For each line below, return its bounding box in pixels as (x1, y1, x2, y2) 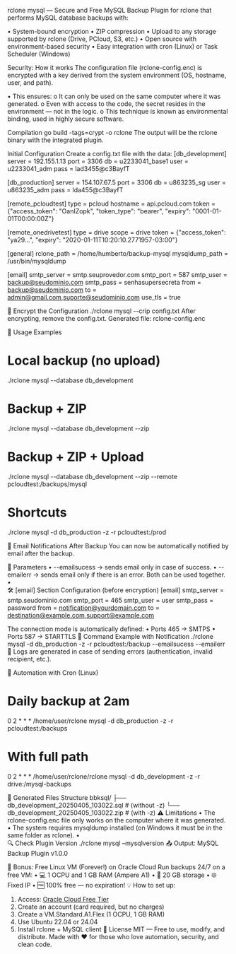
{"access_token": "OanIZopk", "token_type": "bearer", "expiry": (7, 207, 191, 215)
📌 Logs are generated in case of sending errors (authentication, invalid (7, 647, 213, 656)
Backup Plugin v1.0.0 (7, 849, 69, 857)
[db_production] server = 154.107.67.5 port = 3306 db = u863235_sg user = (7, 178, 226, 187)
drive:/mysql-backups (7, 779, 72, 788)
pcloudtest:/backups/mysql (7, 480, 87, 488)
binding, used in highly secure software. (7, 114, 124, 123)
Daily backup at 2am (7, 693, 130, 709)
